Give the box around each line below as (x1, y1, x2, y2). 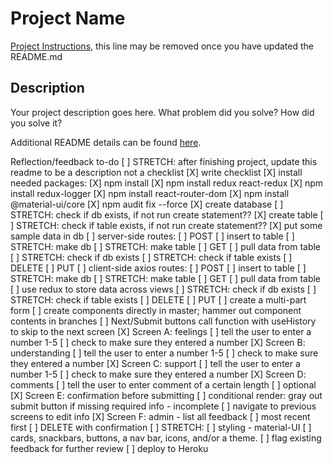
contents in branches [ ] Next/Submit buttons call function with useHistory (10, 315, 317, 327)
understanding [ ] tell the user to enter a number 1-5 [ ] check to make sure (10, 347, 319, 359)
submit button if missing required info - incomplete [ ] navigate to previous (10, 400, 317, 412)
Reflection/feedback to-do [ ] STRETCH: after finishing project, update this (10, 155, 318, 167)
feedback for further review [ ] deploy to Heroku (10, 442, 209, 454)
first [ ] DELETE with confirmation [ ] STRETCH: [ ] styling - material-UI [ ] (10, 421, 312, 433)
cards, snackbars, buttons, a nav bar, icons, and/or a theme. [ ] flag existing (10, 432, 322, 444)
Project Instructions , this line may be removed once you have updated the (10, 40, 314, 52)
